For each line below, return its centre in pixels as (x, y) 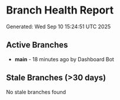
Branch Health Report (60, 10)
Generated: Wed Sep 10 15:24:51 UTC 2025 (58, 26)
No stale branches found (36, 92)
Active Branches (37, 45)
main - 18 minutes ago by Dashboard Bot (64, 59)
